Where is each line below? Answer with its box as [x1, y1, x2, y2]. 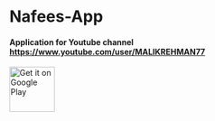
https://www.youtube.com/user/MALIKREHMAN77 [9, 46, 206, 57]
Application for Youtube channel [9, 36, 134, 47]
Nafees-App [9, 6, 104, 27]
